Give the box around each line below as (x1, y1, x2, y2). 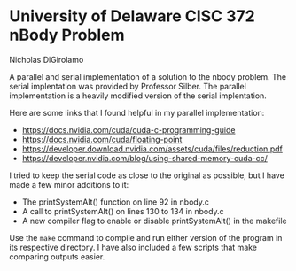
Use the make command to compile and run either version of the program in (9, 232, 283, 243)
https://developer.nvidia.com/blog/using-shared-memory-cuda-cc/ (21, 152, 268, 163)
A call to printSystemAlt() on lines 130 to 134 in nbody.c (21, 205, 224, 216)
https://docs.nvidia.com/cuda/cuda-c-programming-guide (21, 124, 236, 135)
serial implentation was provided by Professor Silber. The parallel (9, 81, 246, 91)
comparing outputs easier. (9, 251, 105, 262)
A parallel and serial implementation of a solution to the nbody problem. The (9, 71, 286, 81)
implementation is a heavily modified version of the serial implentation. (9, 90, 268, 101)
